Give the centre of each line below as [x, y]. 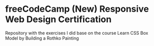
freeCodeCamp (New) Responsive [77, 9]
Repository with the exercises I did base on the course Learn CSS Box [77, 33]
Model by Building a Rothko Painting [42, 38]
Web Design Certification [58, 19]
